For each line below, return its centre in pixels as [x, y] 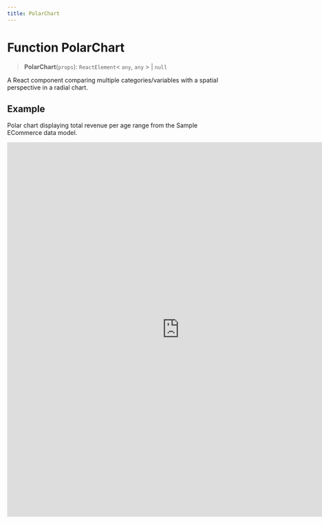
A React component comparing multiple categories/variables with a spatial [113, 80]
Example [26, 108]
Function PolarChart [66, 47]
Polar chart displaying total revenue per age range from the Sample [103, 125]
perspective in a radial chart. [47, 87]
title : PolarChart [33, 13]
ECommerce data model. [42, 133]
